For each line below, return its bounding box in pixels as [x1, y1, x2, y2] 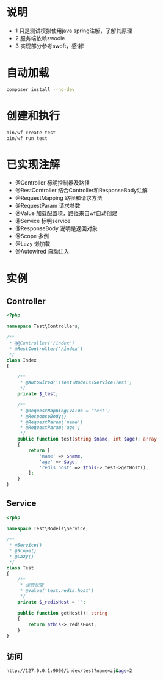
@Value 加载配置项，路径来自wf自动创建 [15, 210, 118, 217]
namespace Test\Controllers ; [6, 323, 81, 330]
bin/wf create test [6, 130, 56, 136]
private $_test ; [17, 391, 59, 397]
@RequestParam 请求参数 [15, 202, 81, 210]
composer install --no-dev [6, 86, 75, 92]
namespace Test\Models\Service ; [6, 525, 89, 532]
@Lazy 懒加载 [15, 240, 51, 247]
